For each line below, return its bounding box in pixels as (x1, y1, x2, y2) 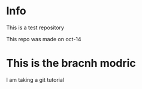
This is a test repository (6, 24, 65, 31)
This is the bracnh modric (6, 57, 136, 70)
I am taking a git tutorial (6, 76, 65, 83)
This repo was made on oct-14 (6, 35, 82, 42)
